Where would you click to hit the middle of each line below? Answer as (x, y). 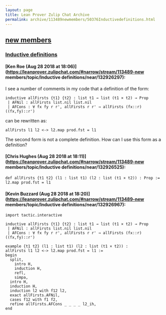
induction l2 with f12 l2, (38, 291)
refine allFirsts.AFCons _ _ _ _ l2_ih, (53, 304)
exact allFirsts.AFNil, (35, 295)
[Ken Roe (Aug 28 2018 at (33, 67)
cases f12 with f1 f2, (34, 300)
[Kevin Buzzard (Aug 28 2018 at (39, 194)
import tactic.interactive (34, 215)
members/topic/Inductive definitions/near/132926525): (65, 167)
